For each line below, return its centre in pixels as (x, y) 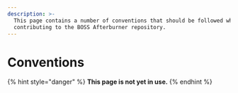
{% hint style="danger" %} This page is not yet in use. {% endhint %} (110, 82)
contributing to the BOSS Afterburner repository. (90, 27)
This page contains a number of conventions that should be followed (118, 21)
